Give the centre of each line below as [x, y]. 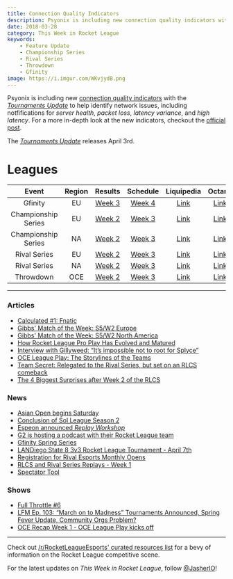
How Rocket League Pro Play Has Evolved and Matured [96, 342]
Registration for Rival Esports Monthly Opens [81, 457]
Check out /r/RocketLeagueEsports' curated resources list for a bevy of [109, 548]
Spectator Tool [38, 472]
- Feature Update [45, 46]
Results [107, 191]
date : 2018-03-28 [32, 26]
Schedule [143, 191]
